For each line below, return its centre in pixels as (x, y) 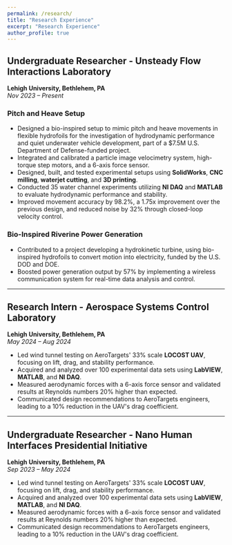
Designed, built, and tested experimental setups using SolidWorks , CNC (120, 173)
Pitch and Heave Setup (46, 113)
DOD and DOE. (38, 264)
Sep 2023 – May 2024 (39, 470)
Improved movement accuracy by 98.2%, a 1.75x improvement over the (118, 202)
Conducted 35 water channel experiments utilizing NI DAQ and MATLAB (120, 187)
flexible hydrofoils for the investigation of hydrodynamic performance (116, 136)
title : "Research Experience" (51, 20)
